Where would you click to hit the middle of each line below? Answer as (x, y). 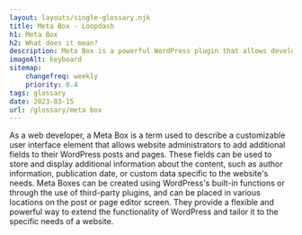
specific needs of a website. (62, 221)
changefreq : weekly (62, 77)
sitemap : (26, 68)
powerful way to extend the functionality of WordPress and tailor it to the (144, 212)
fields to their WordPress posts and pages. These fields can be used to (141, 155)
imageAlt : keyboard (46, 59)
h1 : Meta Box (34, 34)
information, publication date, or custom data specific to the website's (139, 174)
